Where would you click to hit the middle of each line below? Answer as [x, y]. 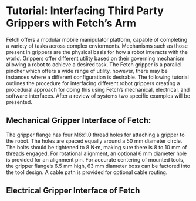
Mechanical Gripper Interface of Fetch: [79, 121]
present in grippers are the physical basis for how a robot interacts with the [97, 52]
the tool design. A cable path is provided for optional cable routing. [87, 172]
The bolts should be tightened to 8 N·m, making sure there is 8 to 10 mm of [97, 147]
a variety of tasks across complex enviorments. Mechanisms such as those [97, 46]
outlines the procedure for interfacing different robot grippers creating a [93, 83]
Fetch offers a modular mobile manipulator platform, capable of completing [97, 39]
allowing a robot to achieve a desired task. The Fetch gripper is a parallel [94, 64]
